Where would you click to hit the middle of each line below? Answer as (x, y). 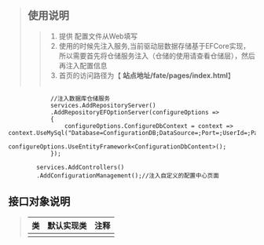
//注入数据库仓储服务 (80, 98)
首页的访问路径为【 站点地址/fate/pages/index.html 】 (147, 75)
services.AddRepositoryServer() (103, 105)
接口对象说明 (39, 201)
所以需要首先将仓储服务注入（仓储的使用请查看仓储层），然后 (157, 56)
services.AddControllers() (81, 167)
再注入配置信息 (83, 65)
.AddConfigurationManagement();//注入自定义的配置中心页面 (128, 176)
